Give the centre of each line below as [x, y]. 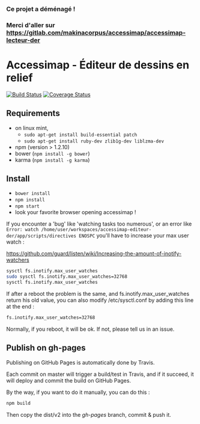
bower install [32, 194]
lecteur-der [23, 40]
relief [20, 78]
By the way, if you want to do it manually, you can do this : [78, 392]
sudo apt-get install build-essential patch [80, 135]
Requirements [33, 113]
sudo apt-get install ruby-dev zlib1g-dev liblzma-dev [94, 141]
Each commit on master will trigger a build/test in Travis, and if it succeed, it [100, 374]
